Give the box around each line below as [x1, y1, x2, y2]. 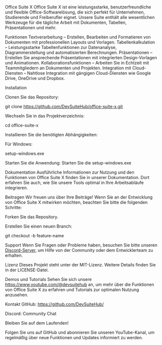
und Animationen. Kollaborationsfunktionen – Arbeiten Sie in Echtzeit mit [5, 60, 149, 66]
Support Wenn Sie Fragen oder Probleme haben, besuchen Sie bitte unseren [5, 242, 158, 248]
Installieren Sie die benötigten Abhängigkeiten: [5, 132, 98, 137]
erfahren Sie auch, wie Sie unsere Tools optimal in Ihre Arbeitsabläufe [5, 180, 144, 185]
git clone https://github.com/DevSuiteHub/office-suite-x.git [5, 104, 123, 109]
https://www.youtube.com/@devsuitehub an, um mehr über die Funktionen [5, 281, 154, 287]
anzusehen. [5, 292, 29, 297]
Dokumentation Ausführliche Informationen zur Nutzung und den [5, 169, 134, 175]
